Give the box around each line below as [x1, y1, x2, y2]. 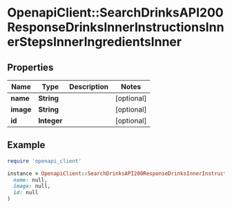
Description [68, 82, 109, 91]
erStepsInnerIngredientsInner [7, 34, 182, 50]
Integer [37, 116, 63, 125]
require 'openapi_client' [7, 157, 81, 165]
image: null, [13, 183, 51, 190]
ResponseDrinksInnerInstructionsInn [7, 19, 224, 35]
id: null [13, 189, 39, 196]
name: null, [13, 176, 48, 183]
